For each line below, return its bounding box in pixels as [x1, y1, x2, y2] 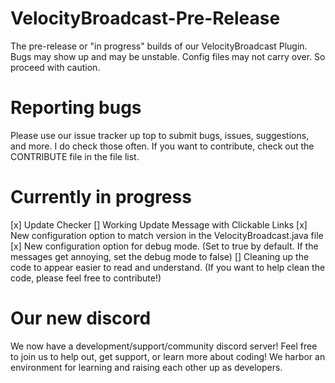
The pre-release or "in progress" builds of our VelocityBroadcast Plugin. [10, 40, 308, 52]
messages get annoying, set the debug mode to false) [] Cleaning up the [10, 250, 310, 262]
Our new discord [10, 307, 152, 329]
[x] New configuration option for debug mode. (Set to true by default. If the [10, 240, 319, 252]
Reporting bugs [10, 97, 142, 119]
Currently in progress [10, 186, 192, 209]
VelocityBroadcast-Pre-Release [10, 7, 281, 30]
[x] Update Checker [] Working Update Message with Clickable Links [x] [10, 218, 308, 231]
